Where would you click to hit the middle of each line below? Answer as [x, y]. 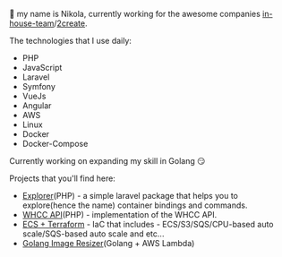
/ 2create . [70, 23]
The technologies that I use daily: [71, 41]
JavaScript [42, 68]
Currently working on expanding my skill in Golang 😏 [107, 161]
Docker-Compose [55, 144]
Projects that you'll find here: [63, 178]
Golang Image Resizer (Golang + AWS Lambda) [108, 243]
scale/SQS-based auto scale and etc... [93, 234]
